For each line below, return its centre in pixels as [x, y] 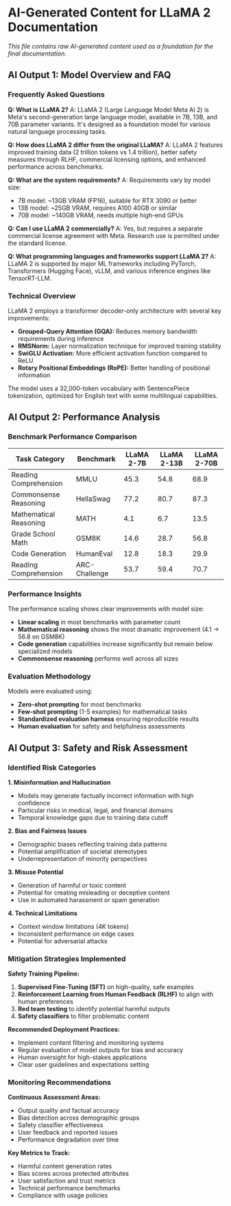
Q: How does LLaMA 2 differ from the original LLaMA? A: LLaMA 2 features [115, 145]
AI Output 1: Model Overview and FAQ [89, 75]
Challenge [92, 573]
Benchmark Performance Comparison [72, 437]
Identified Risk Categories [52, 768]
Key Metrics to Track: [39, 1153]
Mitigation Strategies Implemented [67, 958]
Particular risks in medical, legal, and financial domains [95, 810]
